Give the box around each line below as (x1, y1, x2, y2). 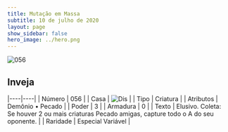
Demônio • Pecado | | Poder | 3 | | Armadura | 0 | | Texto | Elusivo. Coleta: (7, 102, 222, 110)
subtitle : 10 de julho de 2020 (7, 17, 99, 24)
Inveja (7, 76, 35, 88)
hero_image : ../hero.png (7, 37, 80, 44)
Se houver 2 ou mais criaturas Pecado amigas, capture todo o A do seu (7, 110, 215, 118)
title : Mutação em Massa (7, 10, 80, 18)
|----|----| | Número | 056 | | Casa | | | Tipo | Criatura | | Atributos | (7, 94, 218, 103)
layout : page (7, 23, 46, 30)
